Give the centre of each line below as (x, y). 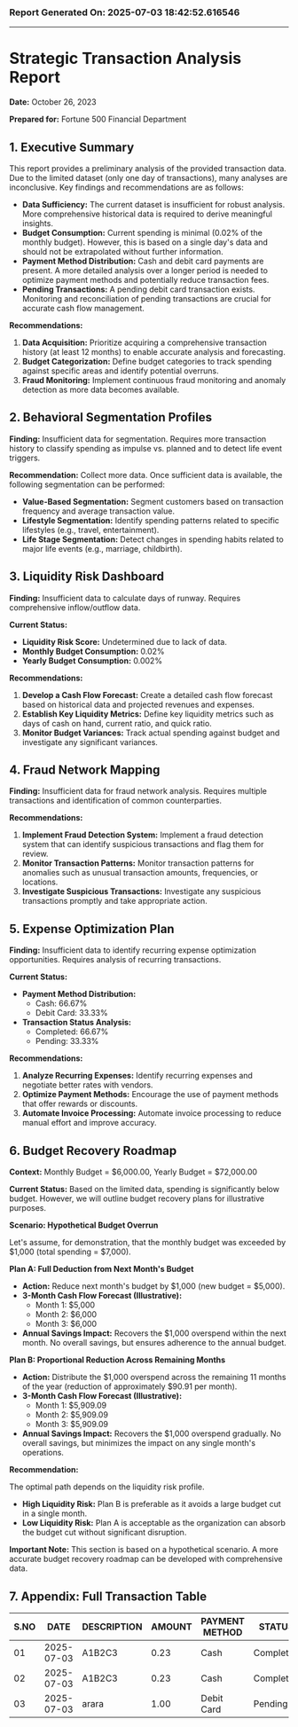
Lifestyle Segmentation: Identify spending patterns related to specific (150, 520)
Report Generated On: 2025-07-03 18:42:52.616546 (125, 12)
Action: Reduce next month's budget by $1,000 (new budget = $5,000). (153, 1286)
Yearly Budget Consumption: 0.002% (92, 660)
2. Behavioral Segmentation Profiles (111, 417)
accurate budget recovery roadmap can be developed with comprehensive (146, 1559)
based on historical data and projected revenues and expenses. (138, 704)
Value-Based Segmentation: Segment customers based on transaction (153, 501)
